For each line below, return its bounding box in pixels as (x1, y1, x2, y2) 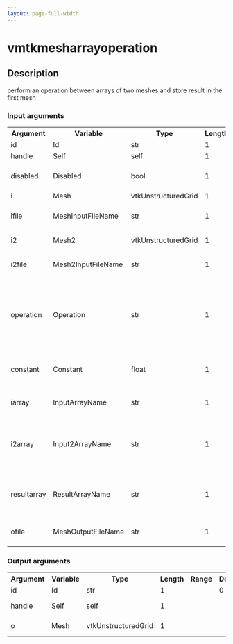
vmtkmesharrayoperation (7, 40, 158, 56)
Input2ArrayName (53, 439, 112, 448)
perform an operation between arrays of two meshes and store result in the (7, 86, 223, 94)
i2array (10, 439, 35, 448)
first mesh (7, 93, 36, 101)
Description (7, 67, 59, 80)
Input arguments (7, 110, 64, 120)
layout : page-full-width (7, 10, 79, 17)
